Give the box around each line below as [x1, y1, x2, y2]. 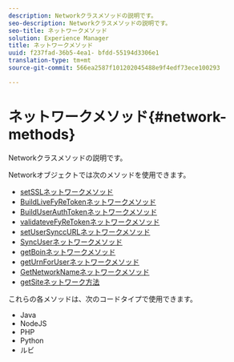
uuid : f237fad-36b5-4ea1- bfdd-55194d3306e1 [8, 49, 159, 57]
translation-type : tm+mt [8, 57, 91, 65]
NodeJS [19, 318, 47, 328]
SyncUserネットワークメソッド [19, 237, 123, 247]
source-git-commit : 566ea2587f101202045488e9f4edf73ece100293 [8, 64, 220, 72]
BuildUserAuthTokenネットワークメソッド [19, 207, 158, 216]
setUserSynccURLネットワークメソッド [19, 227, 151, 236]
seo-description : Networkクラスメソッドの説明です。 [8, 19, 171, 27]
